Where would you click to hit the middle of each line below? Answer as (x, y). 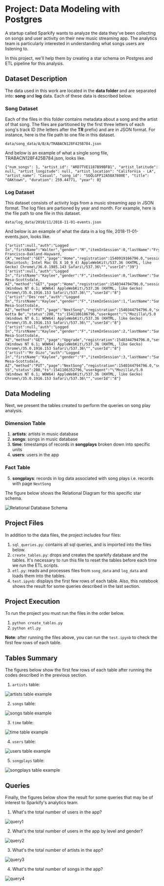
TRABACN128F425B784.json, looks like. (45, 158)
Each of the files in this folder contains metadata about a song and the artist (81, 119)
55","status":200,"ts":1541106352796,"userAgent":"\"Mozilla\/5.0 (74, 370)
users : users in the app (36, 455)
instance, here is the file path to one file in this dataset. (60, 135)
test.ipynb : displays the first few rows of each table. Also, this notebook (85, 581)
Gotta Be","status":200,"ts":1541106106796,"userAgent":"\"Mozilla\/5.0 (81, 314)
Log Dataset (20, 192)
